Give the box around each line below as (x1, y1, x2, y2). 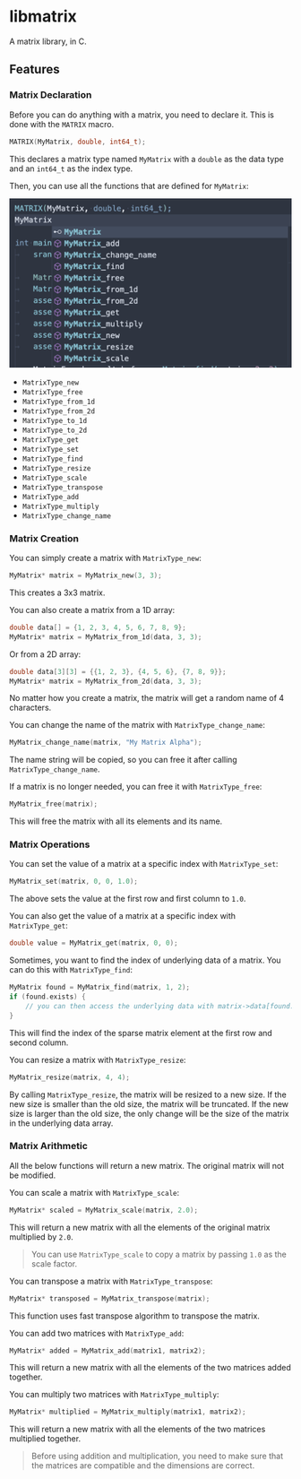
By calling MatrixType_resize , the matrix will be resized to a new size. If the (9, 1089, 287, 1100)
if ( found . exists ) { (9, 992, 87, 1001)
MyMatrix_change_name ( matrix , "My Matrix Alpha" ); (9, 738, 202, 748)
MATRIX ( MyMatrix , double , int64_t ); (9, 137, 146, 146)
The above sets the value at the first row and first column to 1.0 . (9, 894, 246, 904)
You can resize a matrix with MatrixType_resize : (9, 1054, 186, 1065)
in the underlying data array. (9, 1118, 114, 1129)
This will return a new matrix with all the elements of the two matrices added (9, 1362, 291, 1373)
